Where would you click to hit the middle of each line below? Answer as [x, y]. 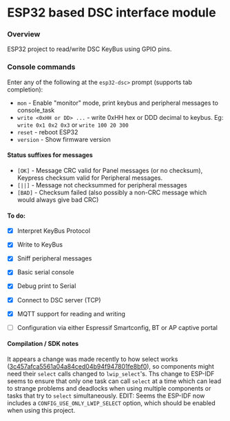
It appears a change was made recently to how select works [93, 359]
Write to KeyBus [40, 245]
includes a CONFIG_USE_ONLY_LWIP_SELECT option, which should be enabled [111, 403]
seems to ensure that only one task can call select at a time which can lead [114, 381]
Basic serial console [45, 272]
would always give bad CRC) [58, 199]
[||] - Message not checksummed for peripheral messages [102, 185]
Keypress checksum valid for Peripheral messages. [90, 178]
